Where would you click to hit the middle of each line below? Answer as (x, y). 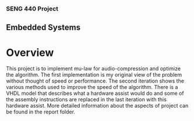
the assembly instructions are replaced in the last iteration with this (87, 99)
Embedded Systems (43, 28)
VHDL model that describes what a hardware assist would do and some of (95, 93)
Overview (30, 53)
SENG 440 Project (32, 9)
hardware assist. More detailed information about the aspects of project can (97, 106)
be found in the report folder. (41, 112)
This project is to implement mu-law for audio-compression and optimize (94, 69)
